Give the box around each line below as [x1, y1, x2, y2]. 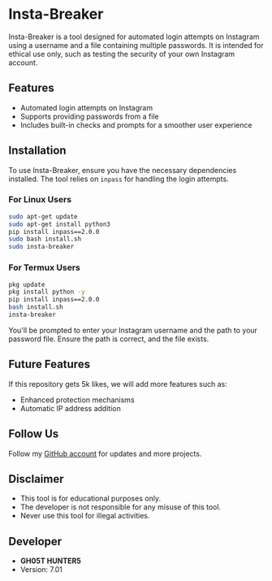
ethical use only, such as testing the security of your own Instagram [8, 49, 235, 59]
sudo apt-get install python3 [8, 220, 111, 228]
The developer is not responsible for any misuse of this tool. [19, 502, 222, 512]
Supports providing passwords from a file [19, 111, 160, 121]
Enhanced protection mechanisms [19, 395, 136, 405]
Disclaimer [8, 472, 64, 486]
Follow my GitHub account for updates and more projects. [8, 449, 202, 458]
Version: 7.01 [19, 565, 63, 574]
